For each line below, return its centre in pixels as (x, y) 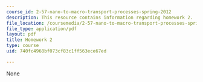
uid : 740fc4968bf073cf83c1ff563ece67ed (56, 51)
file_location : (25, 23)
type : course (23, 46)
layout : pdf (21, 34)
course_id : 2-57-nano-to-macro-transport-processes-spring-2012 (89, 12)
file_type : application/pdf (42, 29)
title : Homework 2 (29, 40)
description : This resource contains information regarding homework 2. (100, 17)
